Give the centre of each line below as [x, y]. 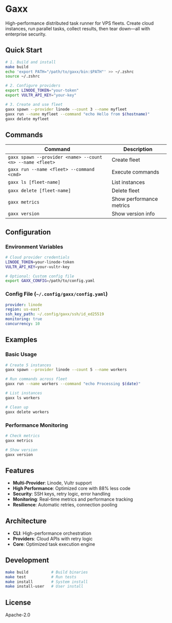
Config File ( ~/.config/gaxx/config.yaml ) [57, 294]
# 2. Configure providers [33, 86]
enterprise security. [26, 34]
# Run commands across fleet [36, 379]
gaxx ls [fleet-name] [34, 182]
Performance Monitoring [37, 425]
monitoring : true [24, 319]
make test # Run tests [41, 577]
